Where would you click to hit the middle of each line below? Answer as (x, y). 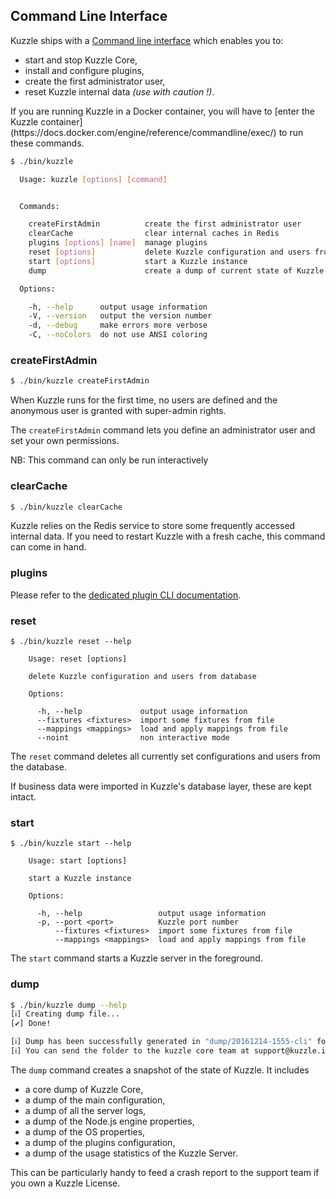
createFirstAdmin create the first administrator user (165, 224)
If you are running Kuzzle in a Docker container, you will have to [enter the (162, 111)
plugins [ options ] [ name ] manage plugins (118, 243)
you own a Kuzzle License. (65, 1183)
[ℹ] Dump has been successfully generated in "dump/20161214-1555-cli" (161, 1042)
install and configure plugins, (84, 70)
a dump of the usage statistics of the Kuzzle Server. (131, 1153)
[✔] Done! (31, 1024)
